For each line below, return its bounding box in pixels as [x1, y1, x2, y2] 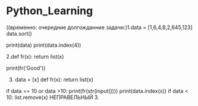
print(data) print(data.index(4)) [6, 41, 81, 49]
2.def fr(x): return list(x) [6, 53, 64, 60]
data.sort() [6, 30, 33, 37]
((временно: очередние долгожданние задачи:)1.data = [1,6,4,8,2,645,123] [6, 24, 193, 31]
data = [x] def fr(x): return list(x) [14, 76, 94, 83]
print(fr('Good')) [6, 64, 46, 72]
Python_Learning [6, 4, 93, 18]
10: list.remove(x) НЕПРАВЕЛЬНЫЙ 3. [6, 94, 99, 101]
